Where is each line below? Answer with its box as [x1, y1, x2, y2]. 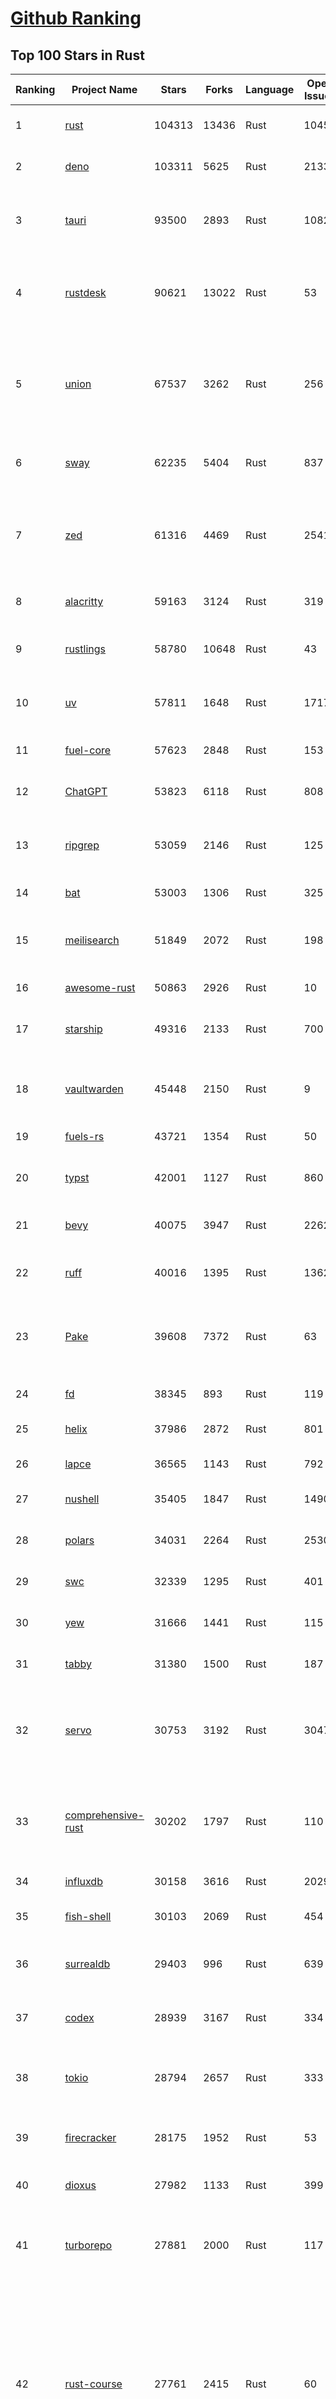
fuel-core [64, 743, 112, 757]
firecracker [64, 2131, 117, 2144]
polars [64, 1533, 95, 1547]
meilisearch [64, 933, 120, 947]
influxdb [64, 1875, 103, 1888]
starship [64, 1022, 103, 1036]
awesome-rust [64, 981, 136, 994]
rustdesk [64, 286, 107, 299]
